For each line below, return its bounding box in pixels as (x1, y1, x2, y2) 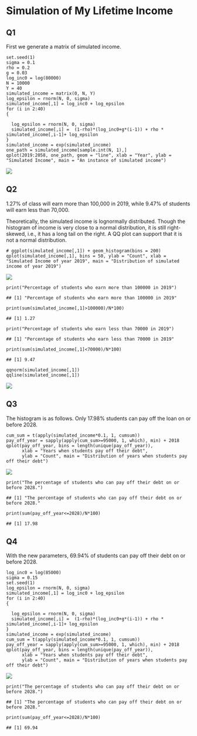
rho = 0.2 (6, 65, 30, 71)
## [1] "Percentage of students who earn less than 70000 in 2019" (6, 336, 175, 342)
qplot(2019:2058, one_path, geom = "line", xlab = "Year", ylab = (6, 152, 172, 158)
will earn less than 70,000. (6, 206, 70, 213)
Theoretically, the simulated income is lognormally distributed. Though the (6, 218, 186, 225)
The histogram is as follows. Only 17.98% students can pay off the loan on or (6, 415, 191, 422)
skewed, (6, 230, 26, 237)
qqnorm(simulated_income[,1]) (6, 367, 80, 373)
